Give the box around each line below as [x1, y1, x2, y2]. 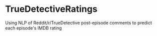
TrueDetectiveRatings [5, 3, 98, 15]
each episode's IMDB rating [5, 25, 62, 31]
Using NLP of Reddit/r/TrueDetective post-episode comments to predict [5, 20, 153, 26]
